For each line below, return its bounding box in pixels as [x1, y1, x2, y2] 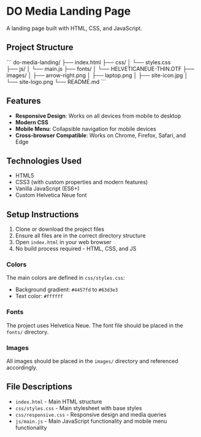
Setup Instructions [6, 209, 79, 220]
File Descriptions [6, 381, 72, 392]
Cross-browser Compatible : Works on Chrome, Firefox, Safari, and [15, 132, 186, 139]
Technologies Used [6, 155, 82, 166]
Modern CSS [15, 118, 49, 126]
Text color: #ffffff [15, 293, 63, 300]
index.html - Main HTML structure [15, 398, 102, 405]
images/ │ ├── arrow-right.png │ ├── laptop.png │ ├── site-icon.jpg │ [6, 72, 188, 79]
